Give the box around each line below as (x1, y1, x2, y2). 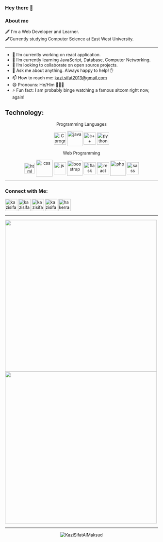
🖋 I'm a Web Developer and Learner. (5, 29, 79, 34)
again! (12, 94, 25, 100)
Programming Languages (56, 121, 107, 127)
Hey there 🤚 (5, 4, 33, 11)
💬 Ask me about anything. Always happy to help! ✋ (12, 68, 114, 73)
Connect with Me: (5, 187, 48, 194)
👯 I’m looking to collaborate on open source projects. (12, 62, 118, 68)
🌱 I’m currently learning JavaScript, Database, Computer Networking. (12, 57, 151, 63)
